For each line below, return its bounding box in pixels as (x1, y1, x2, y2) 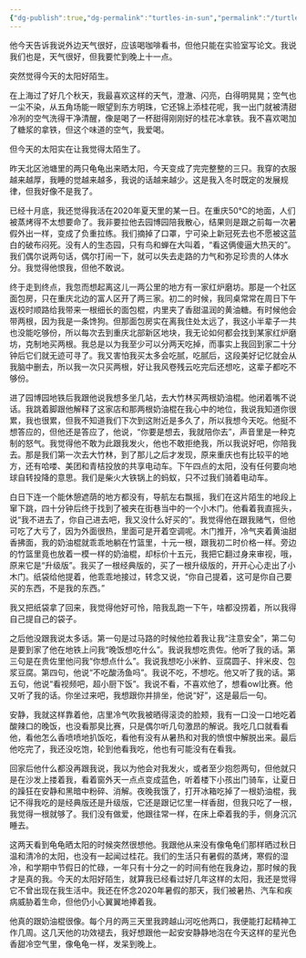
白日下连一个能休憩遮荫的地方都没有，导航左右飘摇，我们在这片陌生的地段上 (9, 491, 297, 502)
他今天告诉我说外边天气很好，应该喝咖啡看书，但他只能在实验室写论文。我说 (9, 39, 297, 50)
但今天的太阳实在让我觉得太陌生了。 (9, 143, 146, 154)
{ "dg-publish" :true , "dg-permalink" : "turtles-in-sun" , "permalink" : (9, 13, 267, 23)
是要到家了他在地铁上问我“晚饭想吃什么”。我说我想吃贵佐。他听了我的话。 (9, 644, 289, 655)
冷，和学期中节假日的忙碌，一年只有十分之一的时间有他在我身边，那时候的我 (9, 861, 297, 872)
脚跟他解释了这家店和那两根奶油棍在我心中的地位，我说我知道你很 (48, 403, 297, 414)
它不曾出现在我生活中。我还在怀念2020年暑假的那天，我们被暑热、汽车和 (9, 884, 285, 895)
